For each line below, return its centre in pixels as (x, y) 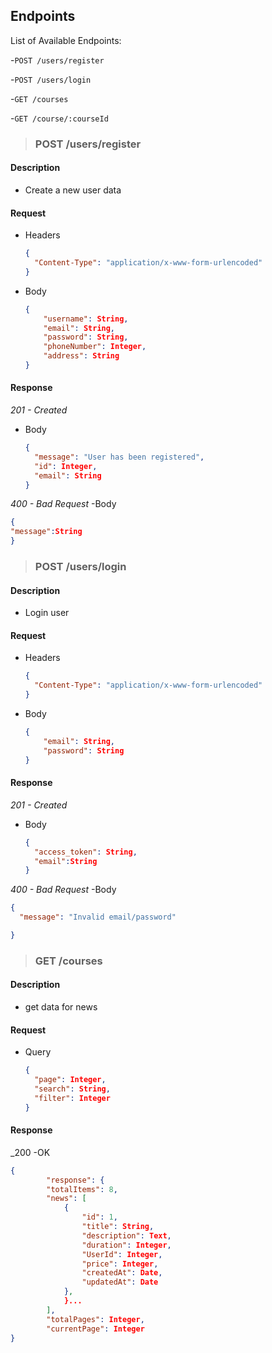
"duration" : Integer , (126, 1245)
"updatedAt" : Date (120, 1282)
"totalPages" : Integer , (95, 1319)
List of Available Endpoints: (66, 40)
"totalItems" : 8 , (82, 1189)
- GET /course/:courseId (59, 118)
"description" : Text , (126, 1235)
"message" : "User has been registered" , (119, 457)
